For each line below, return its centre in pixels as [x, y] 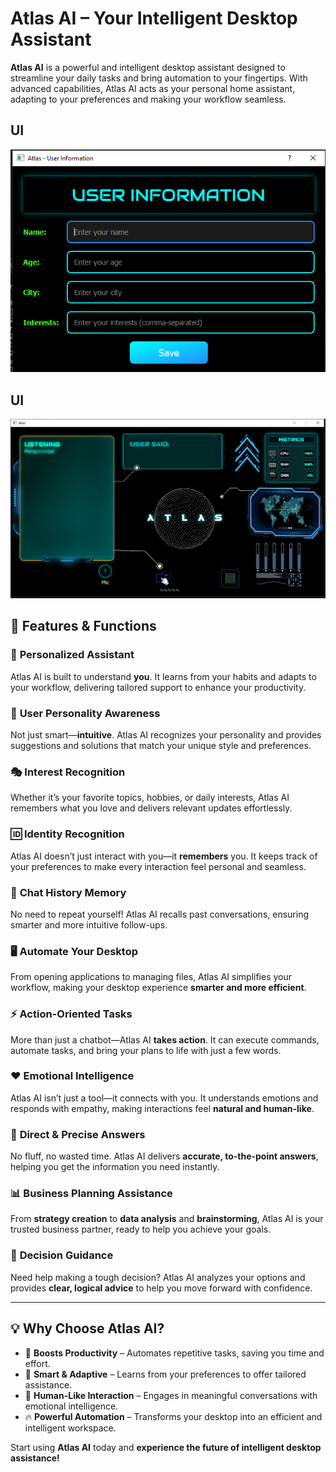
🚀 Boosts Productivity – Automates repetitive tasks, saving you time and [174, 1353]
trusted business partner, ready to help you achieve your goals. [141, 1229]
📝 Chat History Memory [68, 892]
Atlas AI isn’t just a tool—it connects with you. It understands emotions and [164, 1098]
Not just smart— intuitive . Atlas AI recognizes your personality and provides [166, 735]
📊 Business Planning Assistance [91, 1194]
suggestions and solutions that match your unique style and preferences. [161, 746]
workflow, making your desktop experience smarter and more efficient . [158, 988]
